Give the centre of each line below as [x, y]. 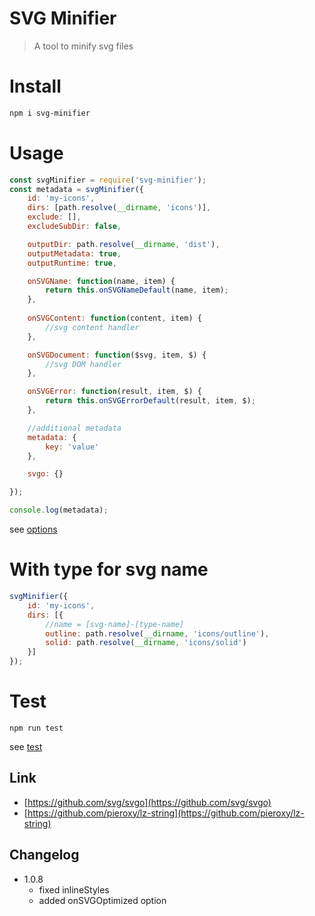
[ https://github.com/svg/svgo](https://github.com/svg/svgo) [147, 802]
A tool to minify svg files [83, 46]
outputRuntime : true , [72, 263]
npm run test [36, 728]
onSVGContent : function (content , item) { [114, 318]
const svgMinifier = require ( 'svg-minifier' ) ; [108, 180]
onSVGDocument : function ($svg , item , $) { [117, 355]
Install [35, 86]
